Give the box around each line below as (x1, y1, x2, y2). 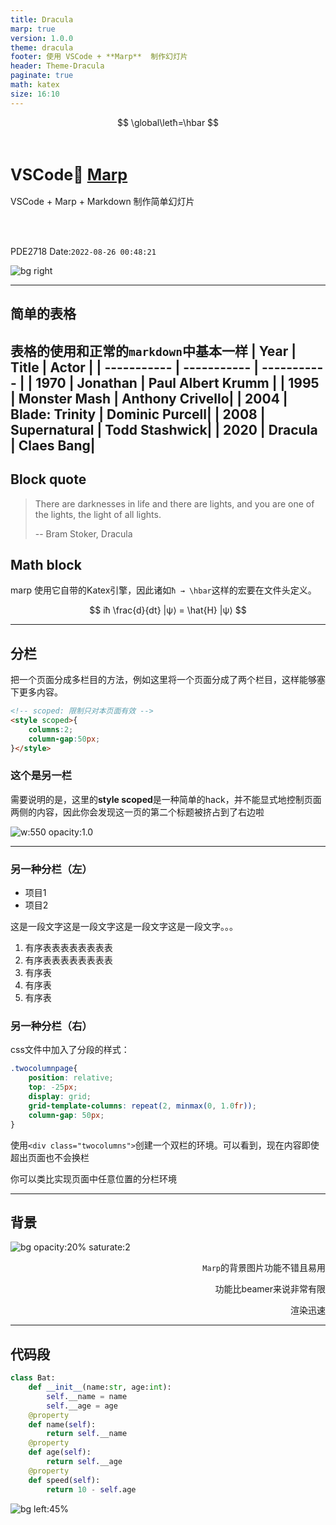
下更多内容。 (10, 686, 63, 698)
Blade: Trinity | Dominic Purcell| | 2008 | (10, 406, 266, 423)
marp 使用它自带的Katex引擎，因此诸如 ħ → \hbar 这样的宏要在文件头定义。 (10, 584, 317, 596)
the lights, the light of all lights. (34, 508, 162, 520)
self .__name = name (46, 1391, 128, 1401)
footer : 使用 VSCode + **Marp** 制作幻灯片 (10, 52, 188, 62)
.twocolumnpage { (10, 1064, 78, 1074)
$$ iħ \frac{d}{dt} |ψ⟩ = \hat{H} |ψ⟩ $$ (89, 604, 247, 616)
